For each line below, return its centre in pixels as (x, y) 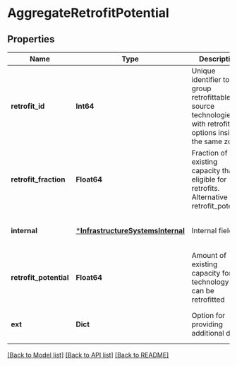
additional (208, 333)
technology (210, 282)
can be (203, 291)
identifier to (211, 79)
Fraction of (209, 153)
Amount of (209, 255)
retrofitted (208, 300)
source (203, 106)
